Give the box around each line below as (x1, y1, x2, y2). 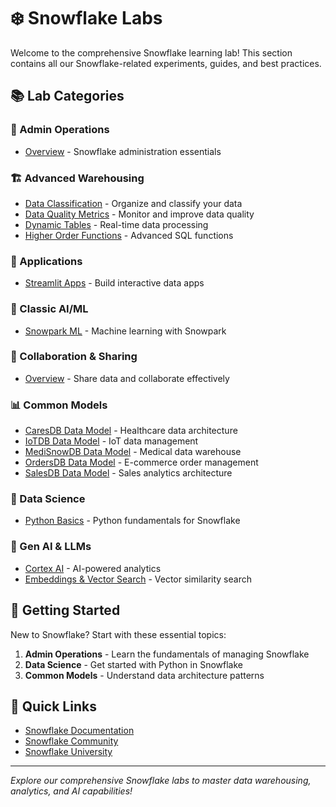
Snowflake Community (24, 735, 119, 747)
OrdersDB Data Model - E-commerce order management (24, 456, 259, 469)
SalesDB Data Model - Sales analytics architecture (24, 467, 233, 479)
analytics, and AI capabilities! (10, 785, 133, 797)
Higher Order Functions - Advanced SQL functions (24, 229, 234, 241)
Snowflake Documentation (24, 725, 135, 737)
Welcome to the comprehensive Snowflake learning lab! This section (10, 46, 293, 59)
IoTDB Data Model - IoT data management (24, 435, 199, 447)
